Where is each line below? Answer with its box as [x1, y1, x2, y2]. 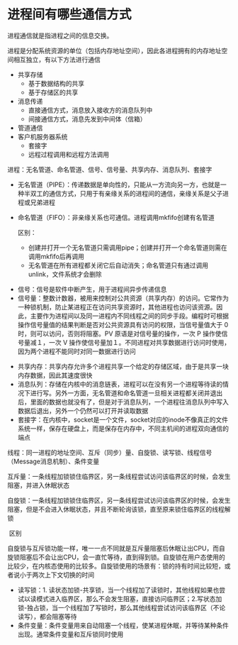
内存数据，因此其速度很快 [17, 370, 93, 380]
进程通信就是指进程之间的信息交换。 [7, 31, 113, 40]
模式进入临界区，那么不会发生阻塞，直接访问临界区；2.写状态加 [36, 594, 222, 603]
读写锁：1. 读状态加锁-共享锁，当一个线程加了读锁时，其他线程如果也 [17, 585, 220, 594]
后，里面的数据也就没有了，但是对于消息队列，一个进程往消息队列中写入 [17, 397, 229, 406]
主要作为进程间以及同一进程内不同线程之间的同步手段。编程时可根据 [30, 312, 229, 320]
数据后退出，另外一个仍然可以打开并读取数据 [17, 406, 149, 415]
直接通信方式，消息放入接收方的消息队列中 [28, 106, 153, 114]
